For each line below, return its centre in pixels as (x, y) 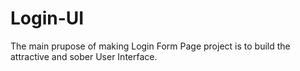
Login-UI (47, 18)
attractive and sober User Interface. (84, 56)
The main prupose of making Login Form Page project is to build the (150, 46)
